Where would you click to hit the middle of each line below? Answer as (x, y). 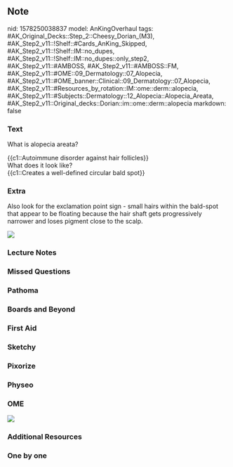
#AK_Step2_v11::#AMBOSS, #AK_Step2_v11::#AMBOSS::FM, (93, 65)
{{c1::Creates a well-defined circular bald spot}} (76, 173)
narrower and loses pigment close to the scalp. (75, 222)
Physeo (20, 385)
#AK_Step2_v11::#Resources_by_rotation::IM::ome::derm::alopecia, (103, 88)
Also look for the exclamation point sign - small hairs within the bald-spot (113, 206)
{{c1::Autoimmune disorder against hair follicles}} (78, 158)
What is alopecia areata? (43, 144)
